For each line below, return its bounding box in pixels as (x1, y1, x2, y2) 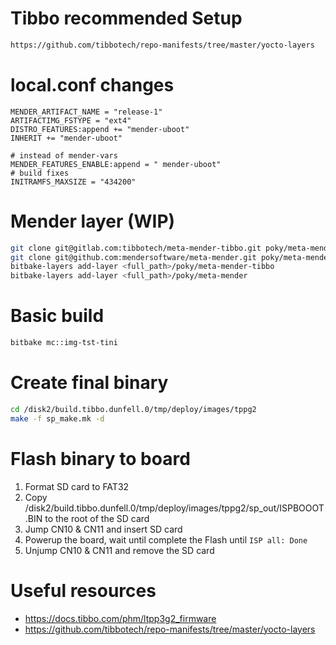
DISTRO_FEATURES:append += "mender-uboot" (10, 124, 190, 134)
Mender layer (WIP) (10, 210, 176, 232)
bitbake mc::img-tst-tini (10, 338, 118, 348)
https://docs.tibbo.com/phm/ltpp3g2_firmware (24, 612, 217, 624)
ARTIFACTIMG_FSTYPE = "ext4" (10, 115, 132, 126)
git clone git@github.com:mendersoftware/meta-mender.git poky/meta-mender (10, 252, 333, 262)
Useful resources (10, 579, 157, 602)
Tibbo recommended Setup (10, 7, 243, 30)
